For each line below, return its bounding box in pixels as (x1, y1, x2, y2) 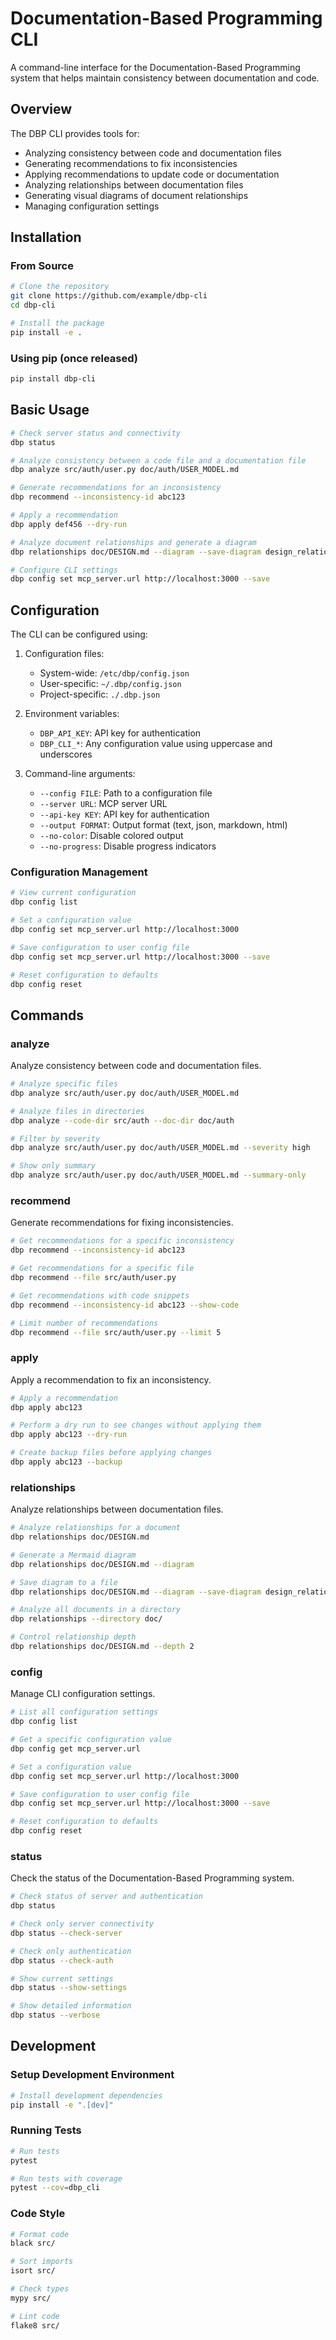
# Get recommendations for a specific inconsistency (10, 1236, 235, 1246)
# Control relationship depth (10, 1632, 137, 1642)
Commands (10, 1007, 85, 1024)
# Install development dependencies (10, 2090, 163, 2101)
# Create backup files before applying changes (10, 1448, 213, 1458)
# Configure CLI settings (10, 565, 118, 575)
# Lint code (10, 2311, 60, 2321)
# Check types (10, 2284, 70, 2294)
